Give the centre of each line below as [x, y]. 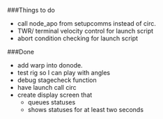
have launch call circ [47, 87]
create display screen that [55, 95]
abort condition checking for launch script [77, 38]
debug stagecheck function [57, 80]
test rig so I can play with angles [63, 73]
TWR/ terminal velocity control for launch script [85, 31]
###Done [21, 52]
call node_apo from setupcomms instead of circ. [87, 23]
